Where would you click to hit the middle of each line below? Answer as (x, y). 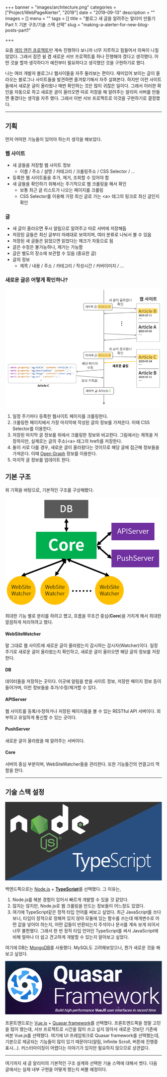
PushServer (18, 729)
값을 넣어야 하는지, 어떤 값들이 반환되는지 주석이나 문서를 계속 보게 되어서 (89, 924)
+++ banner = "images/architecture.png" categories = (61, 7)
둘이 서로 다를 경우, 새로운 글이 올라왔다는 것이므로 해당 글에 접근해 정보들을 (86, 447)
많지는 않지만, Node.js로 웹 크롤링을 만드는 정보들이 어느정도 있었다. (79, 906)
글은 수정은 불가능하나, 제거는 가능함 (47, 247)
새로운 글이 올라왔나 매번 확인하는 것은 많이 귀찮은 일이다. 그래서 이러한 (87, 86)
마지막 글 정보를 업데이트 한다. (42, 460)
